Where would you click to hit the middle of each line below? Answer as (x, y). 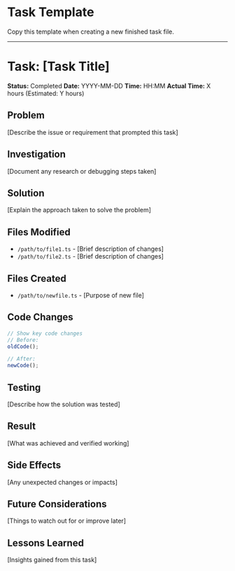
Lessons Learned (45, 543)
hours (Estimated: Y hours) (46, 93)
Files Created (37, 278)
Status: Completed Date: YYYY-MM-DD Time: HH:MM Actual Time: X (109, 85)
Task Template (51, 12)
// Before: (23, 340)
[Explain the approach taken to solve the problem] (79, 210)
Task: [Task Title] (58, 67)
